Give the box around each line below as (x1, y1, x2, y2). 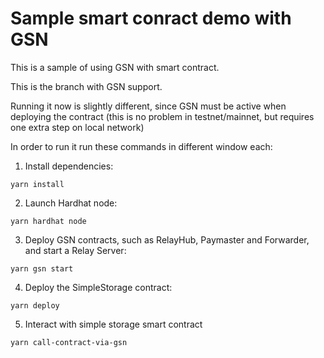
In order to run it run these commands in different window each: (10, 140, 273, 152)
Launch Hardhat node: (24, 197, 118, 209)
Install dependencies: (24, 160, 114, 172)
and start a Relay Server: (24, 244, 127, 256)
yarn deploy (10, 300, 60, 311)
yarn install (10, 179, 65, 189)
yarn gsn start (10, 263, 74, 274)
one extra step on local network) (10, 121, 145, 133)
